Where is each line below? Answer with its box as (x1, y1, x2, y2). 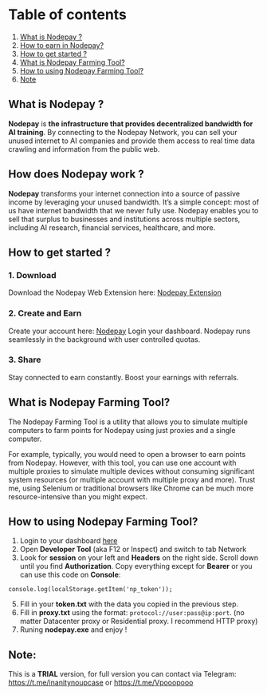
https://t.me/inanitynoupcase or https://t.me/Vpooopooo (8, 677, 194, 688)
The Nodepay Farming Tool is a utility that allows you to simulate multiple (8, 417, 249, 427)
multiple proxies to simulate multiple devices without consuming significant (8, 466, 255, 476)
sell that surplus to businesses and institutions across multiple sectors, (8, 214, 241, 224)
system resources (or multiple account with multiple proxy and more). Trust (8, 475, 256, 484)
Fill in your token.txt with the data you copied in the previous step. (19, 599, 239, 609)
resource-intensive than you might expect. (8, 491, 147, 501)
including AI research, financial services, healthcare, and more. (8, 222, 216, 232)
